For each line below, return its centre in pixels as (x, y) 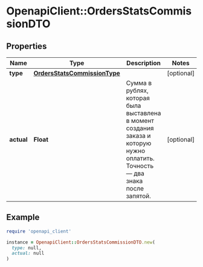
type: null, (27, 248)
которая (138, 98)
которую (139, 143)
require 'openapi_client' (39, 231)
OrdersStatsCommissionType (77, 73)
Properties (27, 46)
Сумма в (139, 83)
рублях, (137, 90)
